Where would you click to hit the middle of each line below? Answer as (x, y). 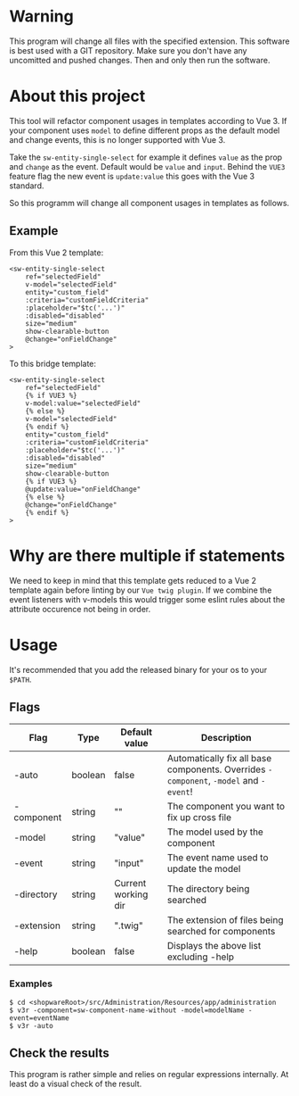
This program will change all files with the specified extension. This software (149, 41)
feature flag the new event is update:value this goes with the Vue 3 (132, 176)
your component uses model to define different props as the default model (145, 130)
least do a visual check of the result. (76, 1084)
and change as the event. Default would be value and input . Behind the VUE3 (147, 166)
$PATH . (20, 679)
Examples (31, 984)
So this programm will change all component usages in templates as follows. (149, 203)
